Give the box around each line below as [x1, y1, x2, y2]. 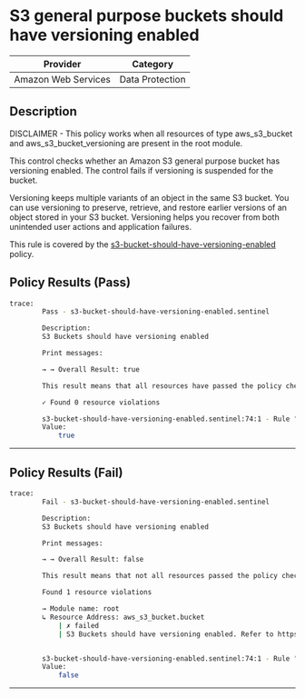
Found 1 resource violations [42, 588, 152, 597]
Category [131, 57, 174, 70]
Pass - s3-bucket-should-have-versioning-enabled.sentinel [42, 307, 271, 316]
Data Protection [119, 73, 186, 85]
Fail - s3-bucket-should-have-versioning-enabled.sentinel [42, 497, 271, 506]
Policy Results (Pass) [9, 274, 132, 291]
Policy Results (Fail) [9, 464, 123, 480]
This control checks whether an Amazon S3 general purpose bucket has [9, 155, 280, 166]
